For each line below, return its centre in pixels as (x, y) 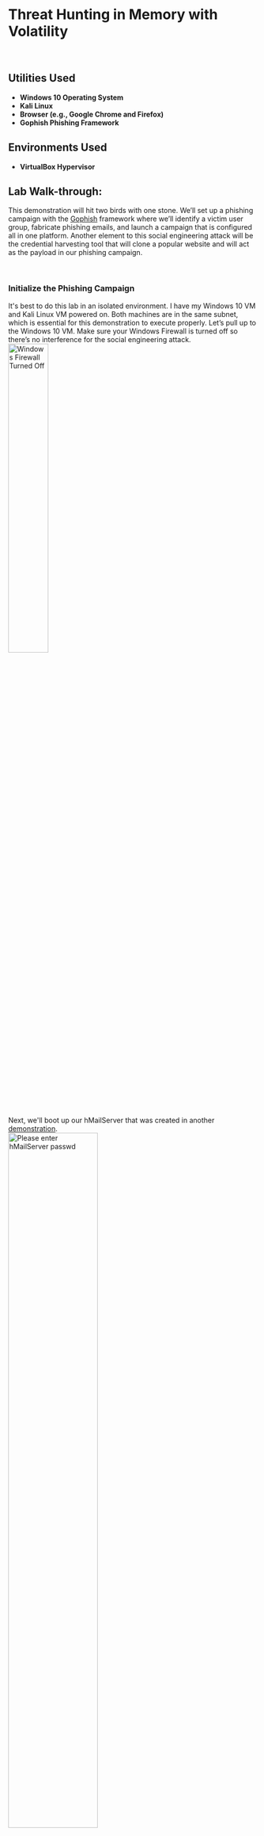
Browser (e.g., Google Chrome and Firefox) (92, 114)
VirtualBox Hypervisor (57, 166)
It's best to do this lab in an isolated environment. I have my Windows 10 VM (132, 306)
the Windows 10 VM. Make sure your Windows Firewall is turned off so (123, 331)
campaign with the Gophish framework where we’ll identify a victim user (126, 219)
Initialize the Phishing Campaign (72, 288)
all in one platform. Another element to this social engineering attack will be (131, 236)
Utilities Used (42, 78)
